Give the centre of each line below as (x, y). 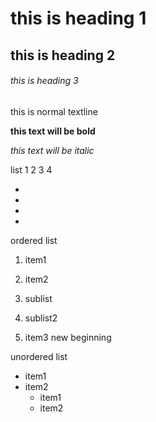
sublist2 (41, 318)
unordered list (39, 356)
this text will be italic (52, 150)
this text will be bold (53, 131)
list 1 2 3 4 (31, 169)
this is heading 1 (78, 18)
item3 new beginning (68, 337)
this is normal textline (54, 111)
